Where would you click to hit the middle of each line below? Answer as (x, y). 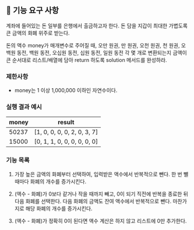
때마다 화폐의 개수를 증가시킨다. (50, 181)
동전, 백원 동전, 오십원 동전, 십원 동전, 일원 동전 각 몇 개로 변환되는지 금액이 (102, 53)
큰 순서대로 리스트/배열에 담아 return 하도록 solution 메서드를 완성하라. (87, 60)
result (66, 123)
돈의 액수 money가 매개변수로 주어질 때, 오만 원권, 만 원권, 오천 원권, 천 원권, (93, 45)
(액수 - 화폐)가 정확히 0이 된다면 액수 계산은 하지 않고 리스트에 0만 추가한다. (100, 221)
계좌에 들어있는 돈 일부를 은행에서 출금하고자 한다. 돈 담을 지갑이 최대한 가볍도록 (97, 26)
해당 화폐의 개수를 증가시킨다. (59, 208)
